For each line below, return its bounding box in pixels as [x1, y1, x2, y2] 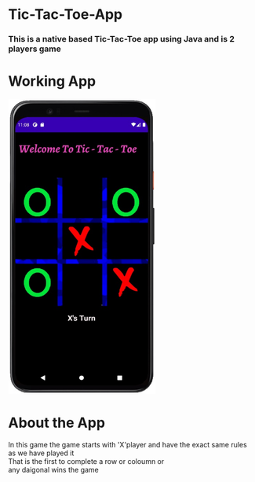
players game [8, 43, 61, 54]
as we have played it [8, 448, 75, 458]
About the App [8, 414, 106, 432]
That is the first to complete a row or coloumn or [8, 456, 165, 465]
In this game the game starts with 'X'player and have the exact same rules [8, 440, 247, 449]
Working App [8, 72, 97, 90]
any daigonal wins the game [8, 465, 100, 474]
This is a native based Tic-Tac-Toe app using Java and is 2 [8, 34, 235, 45]
